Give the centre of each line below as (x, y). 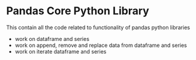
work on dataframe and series (52, 39)
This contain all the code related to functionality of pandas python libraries (98, 27)
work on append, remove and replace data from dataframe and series (101, 45)
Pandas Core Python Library (78, 11)
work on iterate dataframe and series (61, 51)
